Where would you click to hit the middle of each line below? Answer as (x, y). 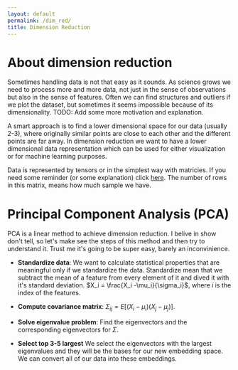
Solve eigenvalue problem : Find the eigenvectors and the (102, 322)
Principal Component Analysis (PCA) (118, 214)
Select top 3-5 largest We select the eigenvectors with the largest (114, 344)
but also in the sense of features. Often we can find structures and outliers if (119, 97)
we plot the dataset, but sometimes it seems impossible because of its (110, 105)
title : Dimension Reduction (49, 27)
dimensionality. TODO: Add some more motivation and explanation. (106, 112)
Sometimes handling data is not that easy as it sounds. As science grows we (119, 82)
